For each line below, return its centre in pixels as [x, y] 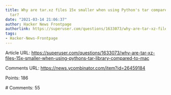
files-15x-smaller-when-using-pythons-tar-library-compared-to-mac [77, 58]
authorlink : [18, 29]
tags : [11, 34]
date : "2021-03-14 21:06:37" [36, 19]
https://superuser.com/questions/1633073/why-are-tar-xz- [93, 53]
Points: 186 [17, 78]
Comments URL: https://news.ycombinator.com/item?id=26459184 [75, 68]
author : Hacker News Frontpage [38, 24]
